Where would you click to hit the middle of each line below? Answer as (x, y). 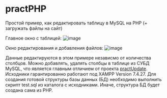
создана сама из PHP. (29, 90)
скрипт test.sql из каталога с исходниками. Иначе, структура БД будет (83, 85)
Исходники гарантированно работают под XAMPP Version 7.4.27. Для (81, 74)
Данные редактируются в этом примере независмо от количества (78, 58)
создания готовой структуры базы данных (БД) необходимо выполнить (83, 79)
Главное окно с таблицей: (34, 38)
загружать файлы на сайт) (34, 28)
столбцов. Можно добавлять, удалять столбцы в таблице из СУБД (77, 63)
